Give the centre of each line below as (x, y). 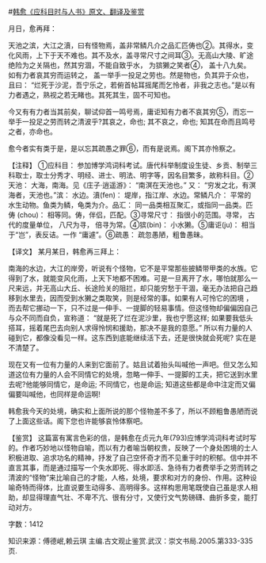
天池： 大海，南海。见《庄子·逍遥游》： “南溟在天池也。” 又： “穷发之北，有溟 (132, 185)
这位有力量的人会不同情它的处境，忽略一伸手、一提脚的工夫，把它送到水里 (136, 374)
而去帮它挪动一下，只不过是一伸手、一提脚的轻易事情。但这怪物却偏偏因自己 (133, 308)
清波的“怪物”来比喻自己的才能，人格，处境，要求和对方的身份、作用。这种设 (133, 477)
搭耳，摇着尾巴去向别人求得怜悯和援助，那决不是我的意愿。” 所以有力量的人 (131, 328)
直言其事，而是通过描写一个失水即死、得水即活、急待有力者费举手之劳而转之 (133, 467)
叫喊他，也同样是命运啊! (61, 394)
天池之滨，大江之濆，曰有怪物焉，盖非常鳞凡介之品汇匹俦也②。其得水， (127, 45)
